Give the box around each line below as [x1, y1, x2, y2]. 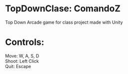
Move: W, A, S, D [5, 53, 40, 59]
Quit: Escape [5, 63, 31, 69]
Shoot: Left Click [5, 58, 39, 64]
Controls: [5, 37, 44, 48]
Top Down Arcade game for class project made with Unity [5, 19, 123, 25]
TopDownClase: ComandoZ [5, 3, 121, 14]
